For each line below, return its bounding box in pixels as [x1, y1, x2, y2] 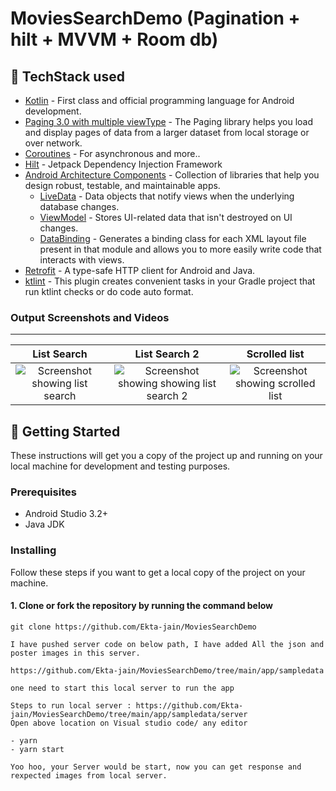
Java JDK [24, 518, 65, 531]
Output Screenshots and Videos [10, 310, 170, 324]
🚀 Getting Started [10, 423, 121, 440]
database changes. [39, 201, 120, 212]
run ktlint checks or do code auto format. [24, 286, 194, 297]
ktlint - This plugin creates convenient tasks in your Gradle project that [24, 275, 316, 287]
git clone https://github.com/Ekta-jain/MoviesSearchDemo [10, 622, 257, 632]
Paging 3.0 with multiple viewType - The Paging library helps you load [24, 116, 314, 127]
